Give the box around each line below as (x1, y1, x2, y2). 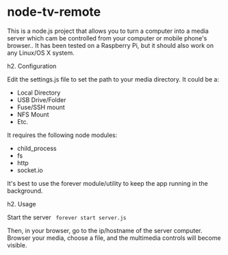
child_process (16, 144, 57, 152)
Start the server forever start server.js (7, 213, 127, 221)
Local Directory (16, 88, 61, 97)
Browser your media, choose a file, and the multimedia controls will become (7, 234, 221, 242)
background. (7, 186, 43, 195)
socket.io (16, 166, 43, 174)
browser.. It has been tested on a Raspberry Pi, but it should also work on (7, 41, 214, 49)
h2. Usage (7, 199, 36, 208)
